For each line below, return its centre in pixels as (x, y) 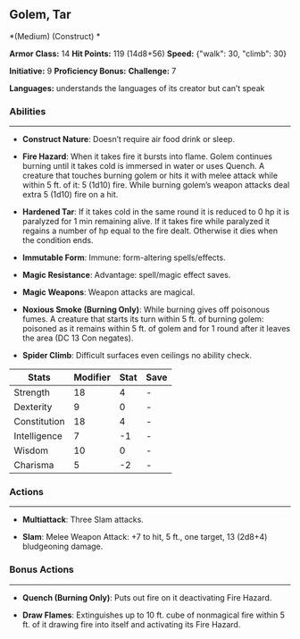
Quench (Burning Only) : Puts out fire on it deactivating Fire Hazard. (147, 597)
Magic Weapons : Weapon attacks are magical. (108, 292)
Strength (32, 392)
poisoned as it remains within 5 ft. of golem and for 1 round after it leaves (156, 329)
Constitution (39, 422)
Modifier (92, 377)
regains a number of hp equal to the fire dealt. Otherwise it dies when (150, 231)
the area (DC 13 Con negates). (78, 338)
